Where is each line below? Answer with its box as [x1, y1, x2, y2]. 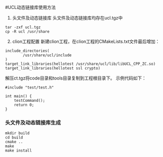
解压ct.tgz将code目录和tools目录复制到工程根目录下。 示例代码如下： [5, 75, 147, 81]
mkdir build [5, 131, 30, 136]
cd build [5, 135, 23, 140]
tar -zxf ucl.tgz [5, 25, 41, 30]
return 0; [14, 102, 35, 107]
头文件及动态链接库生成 [5, 119, 61, 126]
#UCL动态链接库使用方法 [5, 4, 56, 10]
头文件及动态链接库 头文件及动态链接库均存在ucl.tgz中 [12, 15, 123, 21]
